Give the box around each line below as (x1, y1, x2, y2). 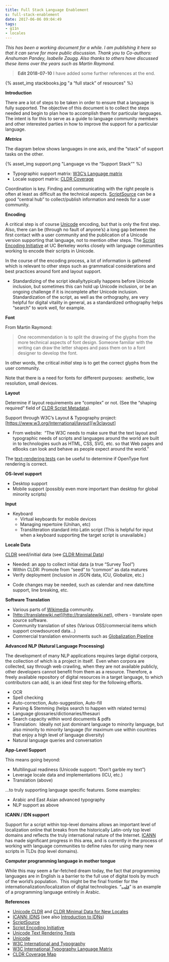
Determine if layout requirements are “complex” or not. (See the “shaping (5, 400, 157, 405)
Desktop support (12, 481, 48, 486)
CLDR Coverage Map (12, 951, 56, 957)
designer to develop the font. (17, 350, 78, 356)
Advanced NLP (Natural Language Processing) (5, 643, 105, 649)
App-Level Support (5, 747, 46, 753)
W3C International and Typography (12, 941, 86, 946)
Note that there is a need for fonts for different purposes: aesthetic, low (5, 375, 154, 381)
